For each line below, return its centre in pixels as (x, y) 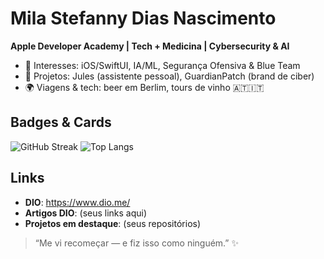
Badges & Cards (61, 122)
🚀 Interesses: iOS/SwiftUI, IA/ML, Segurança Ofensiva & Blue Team (162, 65)
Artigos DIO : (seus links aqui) (86, 213)
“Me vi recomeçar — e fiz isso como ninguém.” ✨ (136, 243)
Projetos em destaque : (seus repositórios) (113, 223)
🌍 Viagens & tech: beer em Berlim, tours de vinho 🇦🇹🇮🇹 (144, 87)
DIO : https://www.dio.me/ (77, 202)
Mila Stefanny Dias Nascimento (143, 18)
